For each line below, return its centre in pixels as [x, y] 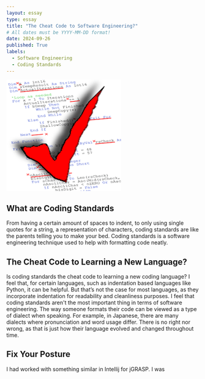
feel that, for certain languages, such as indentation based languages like [99, 283]
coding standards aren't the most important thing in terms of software [94, 302]
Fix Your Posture [39, 354]
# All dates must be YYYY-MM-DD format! [59, 32]
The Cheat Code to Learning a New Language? [97, 262]
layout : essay [24, 13]
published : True [27, 45]
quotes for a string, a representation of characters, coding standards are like [102, 230]
